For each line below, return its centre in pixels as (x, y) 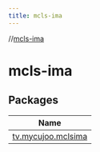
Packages (33, 100)
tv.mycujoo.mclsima (50, 136)
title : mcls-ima (35, 16)
